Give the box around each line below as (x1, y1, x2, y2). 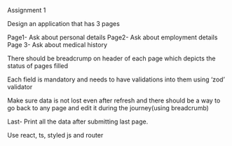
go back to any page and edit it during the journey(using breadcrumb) (7, 104, 209, 112)
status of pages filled (7, 62, 69, 69)
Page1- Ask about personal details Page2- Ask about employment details (7, 33, 218, 41)
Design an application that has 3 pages (7, 20, 121, 27)
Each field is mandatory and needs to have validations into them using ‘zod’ (7, 75, 226, 84)
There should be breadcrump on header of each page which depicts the (7, 54, 216, 62)
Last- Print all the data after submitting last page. (7, 117, 149, 126)
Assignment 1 (7, 6, 46, 14)
